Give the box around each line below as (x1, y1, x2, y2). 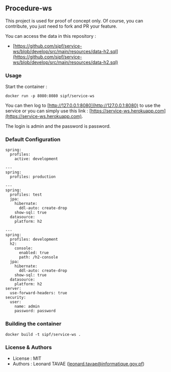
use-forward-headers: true (10, 291, 67, 296)
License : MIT (12, 355, 42, 361)
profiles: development (10, 237, 58, 242)
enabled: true (18, 250, 50, 255)
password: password (14, 309, 56, 314)
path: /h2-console (18, 255, 58, 260)
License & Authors (5, 343, 52, 351)
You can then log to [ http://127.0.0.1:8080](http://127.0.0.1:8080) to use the (5, 102, 161, 109)
